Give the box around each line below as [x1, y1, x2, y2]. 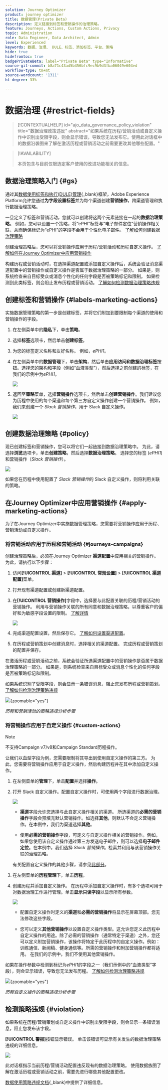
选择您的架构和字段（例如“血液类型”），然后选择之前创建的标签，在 [21, 365, 159, 371]
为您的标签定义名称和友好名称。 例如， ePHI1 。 [12, 348, 109, 354]
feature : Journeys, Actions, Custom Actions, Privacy [5, 26, 120, 31]
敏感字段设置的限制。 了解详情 [25, 610, 88, 616]
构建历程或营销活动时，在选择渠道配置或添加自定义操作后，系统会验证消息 [5, 260, 158, 266]
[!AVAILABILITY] [17, 150, 51, 156]
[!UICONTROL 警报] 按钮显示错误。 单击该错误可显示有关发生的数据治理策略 [5, 1036, 161, 1042]
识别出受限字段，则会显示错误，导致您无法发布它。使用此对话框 [26, 134, 158, 140]
